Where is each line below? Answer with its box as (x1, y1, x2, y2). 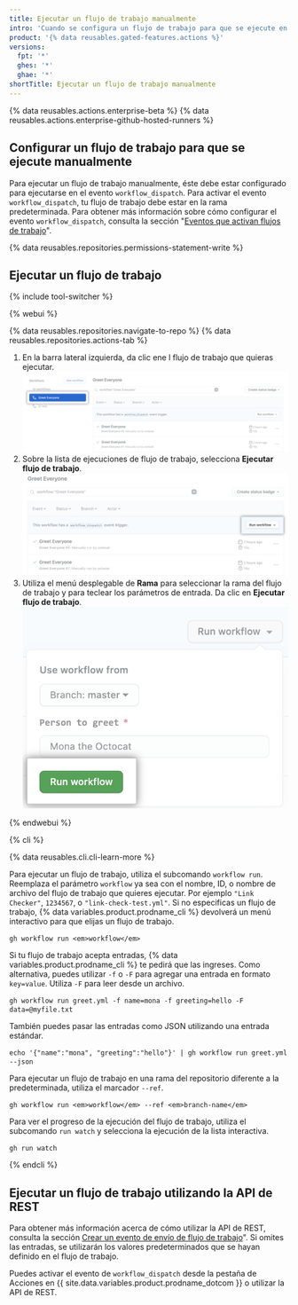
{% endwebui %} (9, 817, 72, 829)
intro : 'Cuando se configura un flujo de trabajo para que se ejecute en (9, 23, 288, 33)
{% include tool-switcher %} (9, 291, 114, 302)
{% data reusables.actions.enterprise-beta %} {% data (9, 105, 210, 115)
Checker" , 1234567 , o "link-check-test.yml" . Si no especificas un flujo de (9, 897, 277, 908)
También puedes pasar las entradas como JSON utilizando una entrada (9, 1021, 270, 1032)
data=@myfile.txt (9, 1005, 74, 1015)
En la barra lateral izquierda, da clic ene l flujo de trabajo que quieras (21, 352, 273, 363)
